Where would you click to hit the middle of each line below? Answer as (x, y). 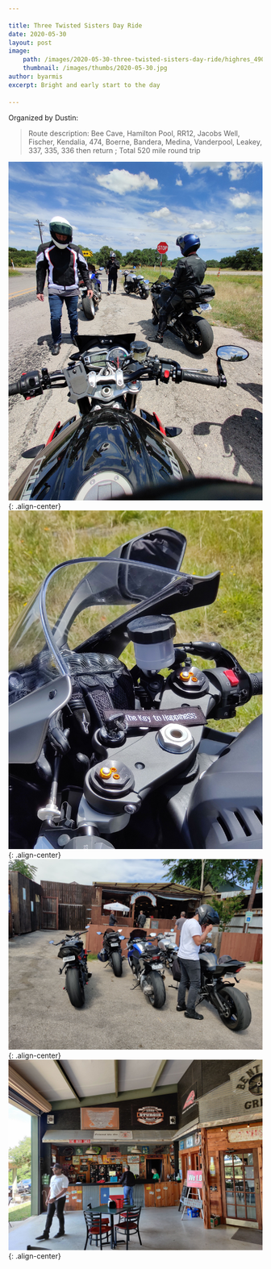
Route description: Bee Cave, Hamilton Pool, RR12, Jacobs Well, (134, 133)
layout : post (30, 43)
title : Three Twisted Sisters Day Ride (75, 25)
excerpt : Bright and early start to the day (84, 85)
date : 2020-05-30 (38, 34)
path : (32, 60)
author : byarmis (35, 77)
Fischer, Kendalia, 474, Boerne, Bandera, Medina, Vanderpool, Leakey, (145, 142)
